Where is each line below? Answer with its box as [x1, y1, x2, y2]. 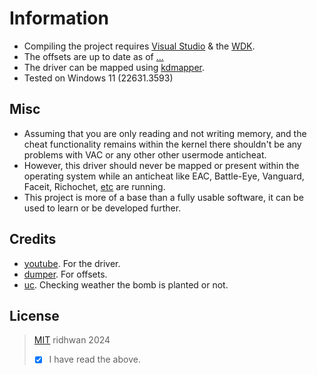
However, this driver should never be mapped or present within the [23, 159, 300, 171]
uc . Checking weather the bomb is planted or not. [23, 278, 229, 291]
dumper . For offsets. [23, 268, 108, 280]
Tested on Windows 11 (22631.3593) [23, 72, 174, 84]
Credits [9, 231, 57, 248]
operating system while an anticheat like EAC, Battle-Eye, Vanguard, [23, 170, 305, 182]
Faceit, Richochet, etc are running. [23, 180, 166, 192]
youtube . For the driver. [23, 257, 121, 269]
